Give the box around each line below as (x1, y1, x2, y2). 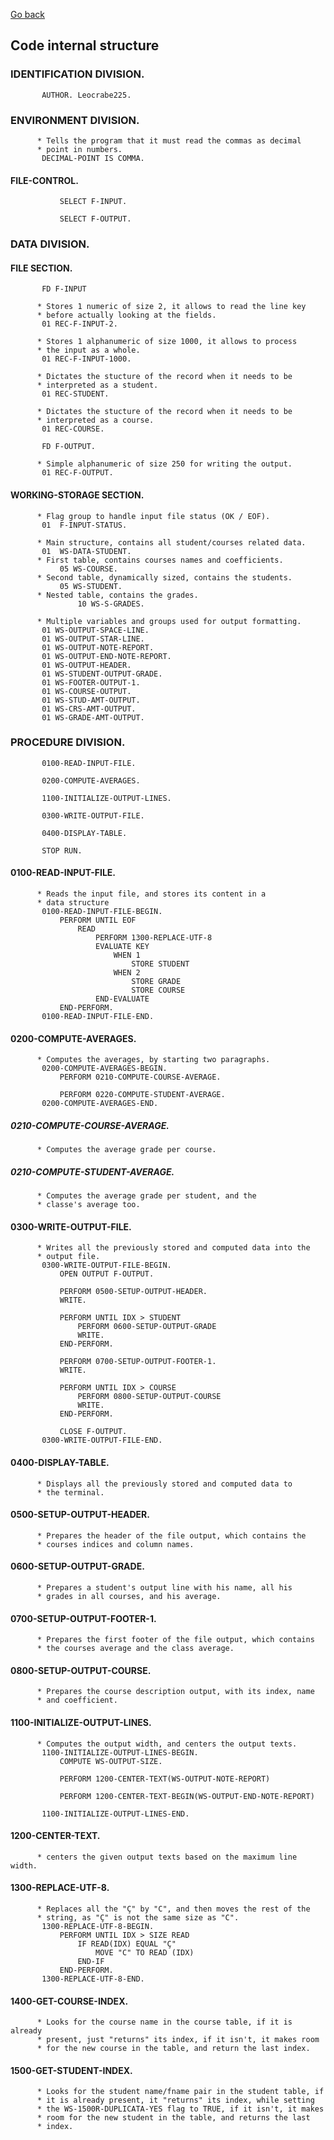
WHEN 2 (113, 968, 141, 978)
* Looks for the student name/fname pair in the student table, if (36, 2087, 325, 2097)
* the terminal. (36, 1487, 105, 1498)
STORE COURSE (131, 985, 186, 996)
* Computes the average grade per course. (36, 1145, 217, 1155)
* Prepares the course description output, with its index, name (36, 1687, 315, 1697)
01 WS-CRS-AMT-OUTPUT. (41, 704, 137, 714)
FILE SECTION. (10, 262, 73, 274)
